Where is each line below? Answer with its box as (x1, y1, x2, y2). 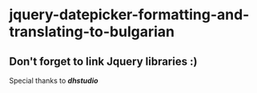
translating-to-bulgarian (9, 22, 175, 41)
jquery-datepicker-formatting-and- (9, 6, 250, 24)
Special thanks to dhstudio (9, 76, 98, 85)
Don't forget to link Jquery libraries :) (9, 55, 198, 68)
